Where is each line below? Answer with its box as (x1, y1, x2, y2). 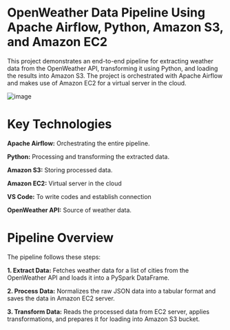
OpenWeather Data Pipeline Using (7, 5, 205, 21)
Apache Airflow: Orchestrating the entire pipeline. (7, 139, 150, 147)
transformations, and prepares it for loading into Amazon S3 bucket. (7, 315, 200, 323)
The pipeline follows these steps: (7, 253, 101, 261)
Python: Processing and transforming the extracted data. (7, 152, 170, 161)
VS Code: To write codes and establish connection (7, 192, 151, 200)
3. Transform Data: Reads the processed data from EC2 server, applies (7, 307, 210, 316)
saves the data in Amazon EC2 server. (7, 294, 115, 302)
